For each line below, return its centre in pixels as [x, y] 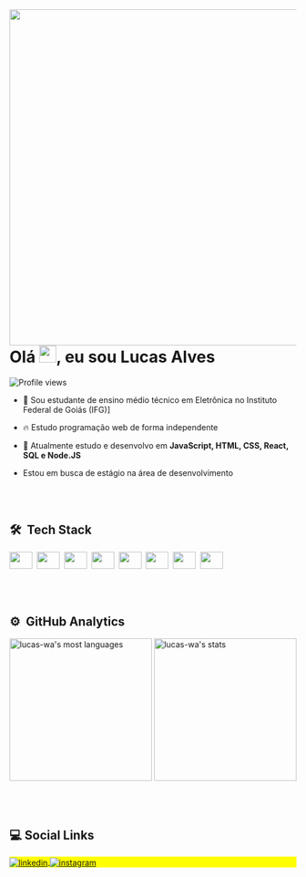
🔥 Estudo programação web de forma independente [120, 427]
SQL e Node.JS [52, 455]
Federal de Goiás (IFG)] [66, 409]
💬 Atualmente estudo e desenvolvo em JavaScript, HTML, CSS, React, [155, 445]
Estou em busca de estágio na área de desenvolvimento [128, 472]
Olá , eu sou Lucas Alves [112, 357]
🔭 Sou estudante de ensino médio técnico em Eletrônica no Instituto [150, 399]
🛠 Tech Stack [51, 530]
